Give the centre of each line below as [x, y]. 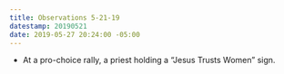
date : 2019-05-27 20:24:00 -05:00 [75, 34]
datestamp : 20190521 [49, 26]
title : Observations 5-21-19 [65, 18]
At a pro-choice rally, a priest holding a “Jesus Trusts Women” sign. [149, 60]
